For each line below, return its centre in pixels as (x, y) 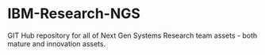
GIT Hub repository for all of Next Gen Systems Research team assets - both (132, 35)
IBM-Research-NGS (74, 14)
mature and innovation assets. (57, 43)
